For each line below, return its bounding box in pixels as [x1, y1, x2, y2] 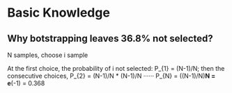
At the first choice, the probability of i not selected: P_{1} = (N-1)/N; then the [7, 65, 225, 72]
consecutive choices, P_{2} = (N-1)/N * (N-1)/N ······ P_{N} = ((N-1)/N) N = [7, 71, 216, 80]
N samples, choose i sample [7, 51, 88, 59]
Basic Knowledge [7, 5, 110, 21]
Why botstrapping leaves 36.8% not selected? [7, 33, 214, 44]
